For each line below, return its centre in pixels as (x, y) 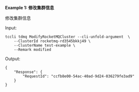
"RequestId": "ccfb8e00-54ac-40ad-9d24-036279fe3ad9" (79, 76)
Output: (13, 59)
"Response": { (28, 72)
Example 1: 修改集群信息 (30, 8)
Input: (11, 28)
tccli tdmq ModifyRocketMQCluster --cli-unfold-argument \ (68, 37)
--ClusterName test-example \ (45, 46)
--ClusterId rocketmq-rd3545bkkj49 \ (52, 41)
